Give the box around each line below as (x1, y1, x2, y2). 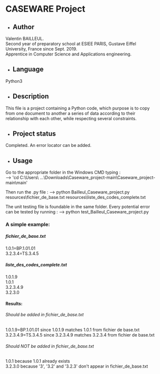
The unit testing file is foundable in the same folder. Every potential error (5, 204, 150, 210)
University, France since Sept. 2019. (5, 46, 78, 52)
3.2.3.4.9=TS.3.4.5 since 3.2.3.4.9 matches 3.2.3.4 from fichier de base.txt (5, 332, 155, 338)
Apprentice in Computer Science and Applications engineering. (5, 51, 132, 57)
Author (12, 23, 34, 31)
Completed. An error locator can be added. (5, 142, 92, 148)
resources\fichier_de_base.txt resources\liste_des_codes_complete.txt (5, 195, 146, 200)
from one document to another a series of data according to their (5, 110, 136, 116)
